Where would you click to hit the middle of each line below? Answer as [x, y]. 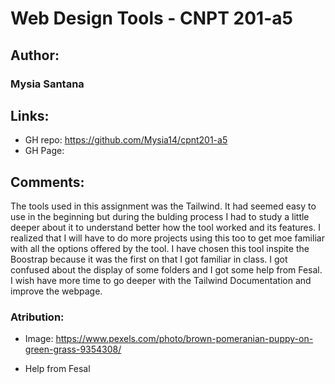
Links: [30, 115]
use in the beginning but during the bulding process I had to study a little [160, 217]
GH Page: [44, 151]
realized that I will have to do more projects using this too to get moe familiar [167, 238]
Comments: [47, 182]
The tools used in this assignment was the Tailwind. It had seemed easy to [163, 206]
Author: [35, 55]
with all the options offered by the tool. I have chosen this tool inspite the [160, 249]
